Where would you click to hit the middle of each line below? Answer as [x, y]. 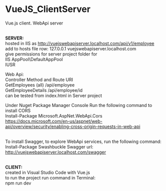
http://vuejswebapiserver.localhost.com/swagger [56, 152]
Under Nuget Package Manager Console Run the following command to [79, 105]
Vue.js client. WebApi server [34, 23]
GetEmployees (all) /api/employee [40, 85]
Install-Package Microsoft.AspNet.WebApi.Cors [54, 115]
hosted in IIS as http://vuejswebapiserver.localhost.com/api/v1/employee [80, 43]
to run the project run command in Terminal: [50, 177]
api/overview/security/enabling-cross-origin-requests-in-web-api [73, 126]
